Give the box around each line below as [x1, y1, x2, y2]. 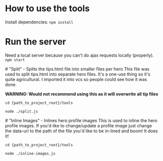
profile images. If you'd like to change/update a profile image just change [5, 122, 152, 128]
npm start [5, 57, 25, 62]
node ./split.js [5, 109, 38, 114]
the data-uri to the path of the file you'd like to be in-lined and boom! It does [5, 128, 158, 134]
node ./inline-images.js [5, 151, 56, 156]
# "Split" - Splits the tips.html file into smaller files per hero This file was [5, 66, 150, 72]
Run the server [5, 36, 66, 47]
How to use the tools [5, 3, 90, 14]
